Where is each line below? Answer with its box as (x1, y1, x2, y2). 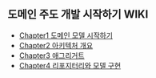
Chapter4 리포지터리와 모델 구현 (18, 60, 122, 70)
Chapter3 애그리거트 (18, 51, 85, 60)
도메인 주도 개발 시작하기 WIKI (7, 7, 149, 22)
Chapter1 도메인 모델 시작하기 (18, 31, 114, 40)
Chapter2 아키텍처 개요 (18, 40, 94, 50)
